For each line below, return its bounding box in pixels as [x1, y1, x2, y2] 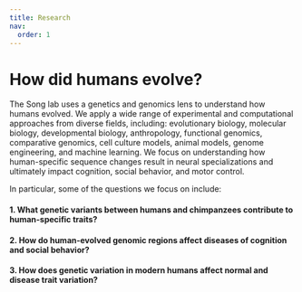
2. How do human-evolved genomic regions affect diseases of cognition [9, 234, 287, 245]
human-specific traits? [9, 213, 98, 224]
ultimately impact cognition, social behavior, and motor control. [9, 166, 245, 177]
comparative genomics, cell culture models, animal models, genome [9, 137, 265, 148]
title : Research [9, 13, 71, 23]
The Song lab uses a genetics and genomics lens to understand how [9, 99, 266, 109]
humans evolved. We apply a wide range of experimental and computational [9, 108, 294, 119]
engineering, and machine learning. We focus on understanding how [9, 146, 266, 158]
